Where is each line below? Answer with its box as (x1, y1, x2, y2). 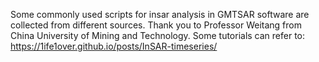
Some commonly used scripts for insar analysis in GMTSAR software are (10, 9, 310, 20)
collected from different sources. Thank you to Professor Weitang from (10, 19, 302, 31)
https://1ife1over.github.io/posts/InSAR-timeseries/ (10, 40, 218, 52)
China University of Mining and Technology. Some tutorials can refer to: (10, 30, 306, 41)
